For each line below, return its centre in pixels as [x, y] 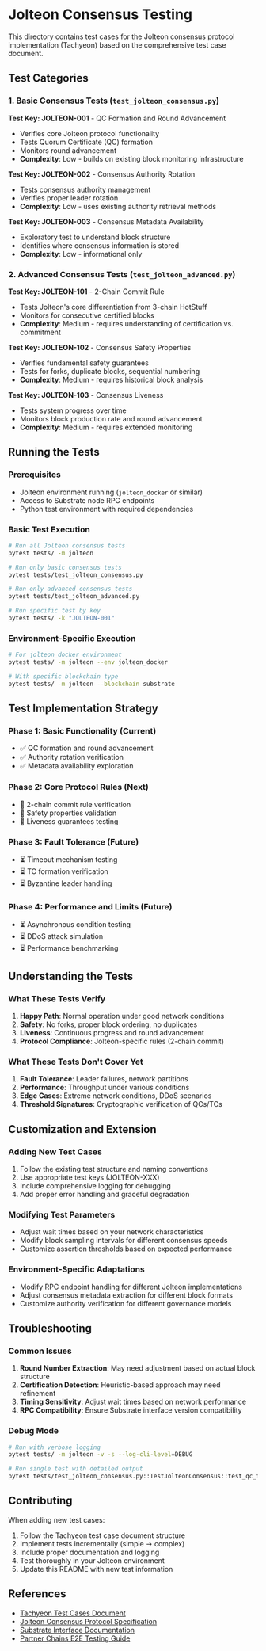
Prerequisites [34, 475]
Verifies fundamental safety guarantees [84, 363]
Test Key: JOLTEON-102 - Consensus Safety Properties [100, 347]
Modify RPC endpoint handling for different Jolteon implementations [131, 1287]
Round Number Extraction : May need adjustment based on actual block [137, 1368]
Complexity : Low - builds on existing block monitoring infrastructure [131, 158]
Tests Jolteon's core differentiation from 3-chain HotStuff [113, 307]
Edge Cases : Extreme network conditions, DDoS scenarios [116, 1096]
